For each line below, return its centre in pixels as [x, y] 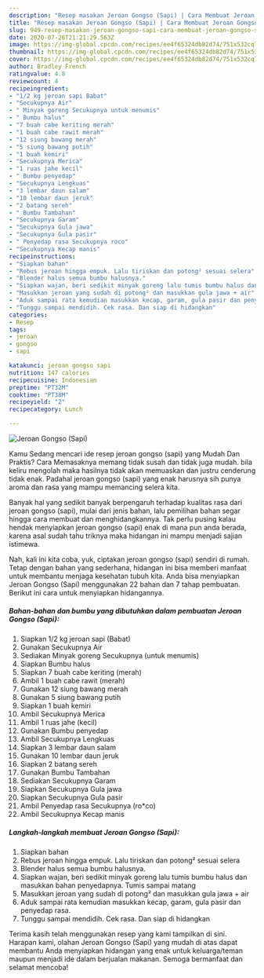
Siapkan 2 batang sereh [58, 764]
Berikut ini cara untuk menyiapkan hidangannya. [87, 593]
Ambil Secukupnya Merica [63, 714]
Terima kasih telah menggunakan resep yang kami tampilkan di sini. [118, 934]
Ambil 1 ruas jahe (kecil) [58, 722]
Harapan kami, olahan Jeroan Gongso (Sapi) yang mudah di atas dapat [123, 942]
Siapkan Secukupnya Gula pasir [72, 797]
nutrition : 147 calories [49, 373]
